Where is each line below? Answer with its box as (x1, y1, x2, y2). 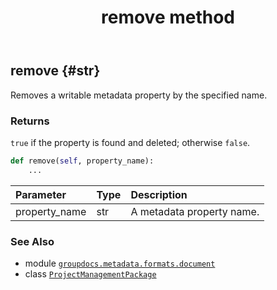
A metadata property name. (130, 204, 260, 218)
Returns (10, 114, 50, 128)
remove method (100, 6, 236, 29)
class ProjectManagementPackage (24, 267, 157, 280)
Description (130, 187, 188, 201)
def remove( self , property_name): (10, 156, 155, 166)
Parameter (15, 187, 67, 201)
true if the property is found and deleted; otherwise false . (10, 136, 251, 148)
